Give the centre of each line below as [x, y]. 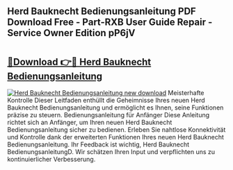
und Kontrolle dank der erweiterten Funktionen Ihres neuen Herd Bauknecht [116, 137]
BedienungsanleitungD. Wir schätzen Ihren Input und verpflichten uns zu [111, 152]
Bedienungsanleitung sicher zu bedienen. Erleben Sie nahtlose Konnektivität [116, 130]
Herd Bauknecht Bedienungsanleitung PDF [102, 11]
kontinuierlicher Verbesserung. [51, 159]
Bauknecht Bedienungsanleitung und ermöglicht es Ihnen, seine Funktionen [115, 108]
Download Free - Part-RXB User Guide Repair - [110, 23]
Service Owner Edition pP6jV [71, 33]
